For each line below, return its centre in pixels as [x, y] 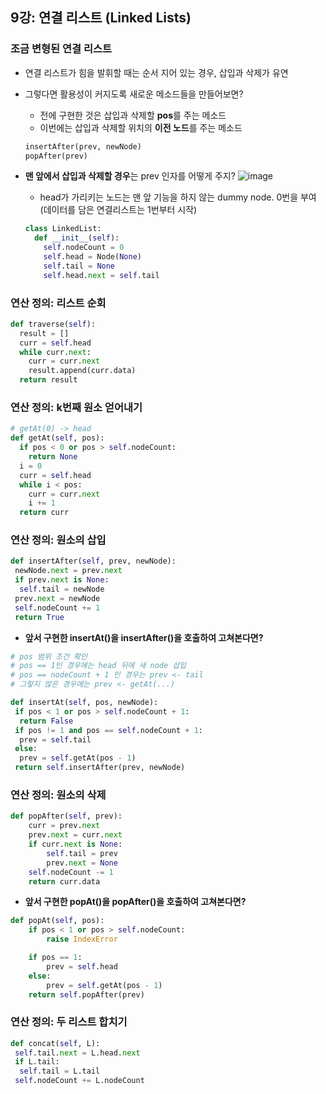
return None [53, 457]
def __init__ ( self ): [77, 238]
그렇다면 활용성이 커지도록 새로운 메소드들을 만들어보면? [134, 94]
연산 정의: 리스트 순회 [58, 303]
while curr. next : [55, 352]
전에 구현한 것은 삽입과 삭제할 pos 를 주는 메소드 [133, 115]
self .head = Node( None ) [92, 257]
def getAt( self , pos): [57, 438]
